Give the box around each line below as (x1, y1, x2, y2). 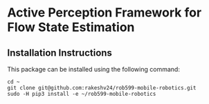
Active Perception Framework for (7, 5, 202, 21)
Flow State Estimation (7, 19, 135, 35)
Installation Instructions (7, 47, 113, 59)
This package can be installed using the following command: (7, 65, 180, 73)
